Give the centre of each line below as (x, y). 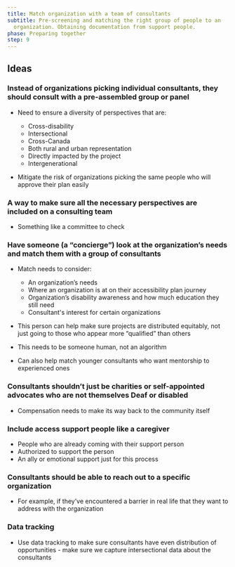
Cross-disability (51, 126)
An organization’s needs (63, 282)
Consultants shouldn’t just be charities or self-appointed (106, 386)
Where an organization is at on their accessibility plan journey (117, 290)
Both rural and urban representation (80, 148)
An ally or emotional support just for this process (88, 459)
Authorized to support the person (66, 451)
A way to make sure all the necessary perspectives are (102, 202)
